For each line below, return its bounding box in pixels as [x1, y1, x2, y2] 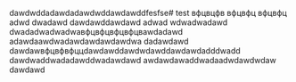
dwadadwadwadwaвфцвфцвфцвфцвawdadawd [9, 27, 184, 37]
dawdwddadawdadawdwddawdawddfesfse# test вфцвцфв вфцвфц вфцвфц [9, 8, 287, 18]
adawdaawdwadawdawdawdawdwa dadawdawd [9, 36, 189, 46]
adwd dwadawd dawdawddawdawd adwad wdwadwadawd [9, 17, 228, 28]
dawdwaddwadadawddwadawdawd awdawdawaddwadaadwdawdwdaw [9, 55, 276, 65]
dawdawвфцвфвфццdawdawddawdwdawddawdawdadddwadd [9, 45, 241, 56]
